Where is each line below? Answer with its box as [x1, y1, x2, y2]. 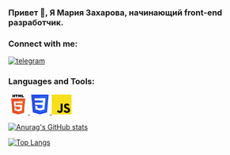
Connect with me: [8, 38, 78, 49]
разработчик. [8, 17, 64, 28]
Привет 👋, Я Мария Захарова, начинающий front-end [8, 7, 223, 18]
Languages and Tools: [8, 76, 95, 87]
